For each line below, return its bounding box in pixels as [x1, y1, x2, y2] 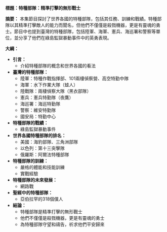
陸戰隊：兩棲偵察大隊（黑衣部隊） [20, 88, 92, 94]
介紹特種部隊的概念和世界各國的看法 [20, 63, 96, 69]
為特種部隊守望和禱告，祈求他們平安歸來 [20, 221, 105, 227]
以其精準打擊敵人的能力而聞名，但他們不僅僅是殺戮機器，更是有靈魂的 [9, 22, 156, 28]
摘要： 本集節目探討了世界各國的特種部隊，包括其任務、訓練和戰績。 [5, 16, 148, 22]
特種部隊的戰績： [12, 120, 49, 126]
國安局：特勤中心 [20, 114, 56, 119]
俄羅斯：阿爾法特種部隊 [20, 152, 69, 157]
